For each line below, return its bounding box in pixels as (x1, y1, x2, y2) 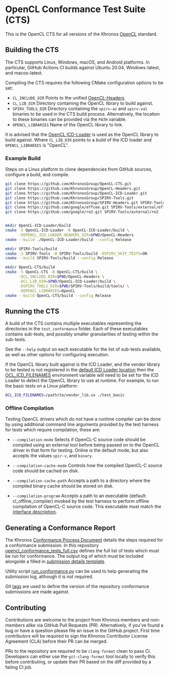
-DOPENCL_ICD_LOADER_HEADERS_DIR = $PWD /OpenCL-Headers (18, 232, 134, 237)
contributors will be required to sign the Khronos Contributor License (5, 633, 148, 639)
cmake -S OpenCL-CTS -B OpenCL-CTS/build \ (5, 269, 98, 275)
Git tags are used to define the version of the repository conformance (5, 584, 149, 590)
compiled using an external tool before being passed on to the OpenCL (12, 442, 160, 448)
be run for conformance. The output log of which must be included (5, 553, 144, 559)
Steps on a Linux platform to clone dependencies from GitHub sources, (5, 166, 152, 172)
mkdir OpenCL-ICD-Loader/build (5, 223, 71, 228)
